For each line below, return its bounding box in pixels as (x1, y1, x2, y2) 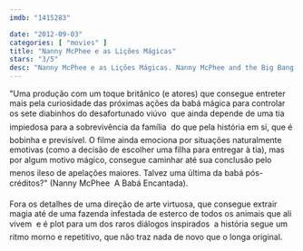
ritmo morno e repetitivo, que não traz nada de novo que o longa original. (9, 232, 283, 242)
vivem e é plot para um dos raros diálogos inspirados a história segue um (9, 218, 288, 229)
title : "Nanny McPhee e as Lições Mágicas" (9, 46, 177, 55)
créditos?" (9, 178, 48, 188)
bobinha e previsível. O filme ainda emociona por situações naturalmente (9, 135, 282, 145)
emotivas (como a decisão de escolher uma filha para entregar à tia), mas (9, 144, 285, 155)
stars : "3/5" (9, 55, 59, 64)
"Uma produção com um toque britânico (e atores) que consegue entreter (9, 88, 286, 99)
